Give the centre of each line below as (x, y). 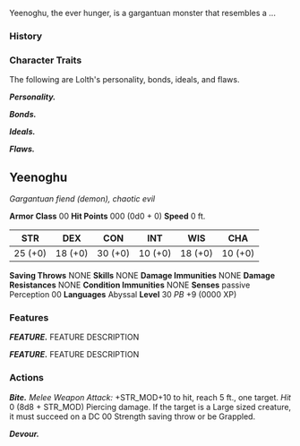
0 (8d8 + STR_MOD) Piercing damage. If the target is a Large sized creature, (150, 407)
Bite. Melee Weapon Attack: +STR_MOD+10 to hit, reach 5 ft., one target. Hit (150, 397)
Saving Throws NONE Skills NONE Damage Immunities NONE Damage (142, 276)
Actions (27, 378)
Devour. (25, 433)
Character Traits (46, 60)
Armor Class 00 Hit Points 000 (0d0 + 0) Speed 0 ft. (107, 216)
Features (29, 317)
